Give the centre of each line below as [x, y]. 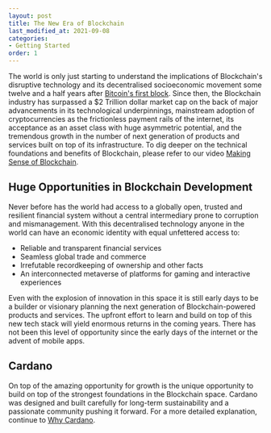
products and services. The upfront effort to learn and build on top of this [130, 314]
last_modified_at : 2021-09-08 [59, 31]
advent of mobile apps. [47, 340]
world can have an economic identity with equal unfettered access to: [124, 232]
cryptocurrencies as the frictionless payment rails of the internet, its [121, 119]
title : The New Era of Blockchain [67, 23]
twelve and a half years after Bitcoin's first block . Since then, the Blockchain [135, 93]
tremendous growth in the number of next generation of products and [124, 136]
